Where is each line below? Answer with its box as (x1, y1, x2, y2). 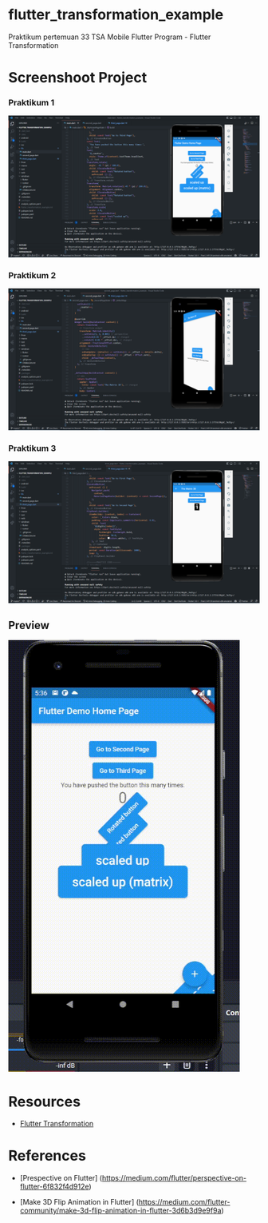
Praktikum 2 (8, 269, 57, 281)
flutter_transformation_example (8, 6, 224, 24)
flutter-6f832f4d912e (19, 1181, 89, 1192)
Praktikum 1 (8, 98, 54, 109)
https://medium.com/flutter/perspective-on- (101, 1173, 247, 1183)
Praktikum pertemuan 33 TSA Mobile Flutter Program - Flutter (8, 32, 211, 42)
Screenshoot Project (8, 69, 148, 87)
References (8, 1147, 86, 1165)
